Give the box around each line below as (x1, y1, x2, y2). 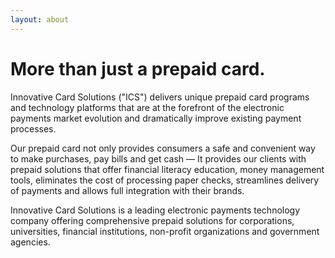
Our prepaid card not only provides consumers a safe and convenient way (10, 142, 316, 154)
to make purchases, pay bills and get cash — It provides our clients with (10, 152, 307, 165)
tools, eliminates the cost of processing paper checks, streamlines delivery (10, 174, 320, 186)
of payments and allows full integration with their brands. (10, 184, 245, 196)
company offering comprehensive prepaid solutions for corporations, (10, 214, 295, 226)
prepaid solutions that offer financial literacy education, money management (10, 163, 325, 175)
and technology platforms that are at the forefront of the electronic (10, 101, 285, 113)
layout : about (10, 14, 70, 25)
